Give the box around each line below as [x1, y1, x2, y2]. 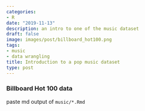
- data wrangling [6, 53, 50, 59]
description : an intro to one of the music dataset [6, 25, 139, 32]
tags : [6, 43, 20, 49]
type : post [6, 64, 34, 71]
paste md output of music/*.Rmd [6, 98, 86, 105]
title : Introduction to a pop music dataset [6, 59, 120, 65]
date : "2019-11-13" [6, 20, 56, 26]
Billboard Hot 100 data [6, 85, 73, 93]
